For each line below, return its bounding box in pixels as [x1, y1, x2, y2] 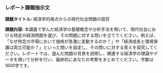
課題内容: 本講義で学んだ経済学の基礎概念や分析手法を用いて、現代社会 [5, 27, 148, 32]
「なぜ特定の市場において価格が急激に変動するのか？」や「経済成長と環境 [5, 39, 154, 44]
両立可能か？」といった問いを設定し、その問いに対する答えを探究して [13, 44, 154, 50]
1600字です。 [5, 63, 32, 69]
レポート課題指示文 [5, 4, 50, 11]
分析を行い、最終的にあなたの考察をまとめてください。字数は [30, 57, 154, 62]
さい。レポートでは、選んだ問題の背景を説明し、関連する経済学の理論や [9, 51, 154, 57]
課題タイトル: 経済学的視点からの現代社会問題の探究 [5, 16, 110, 22]
